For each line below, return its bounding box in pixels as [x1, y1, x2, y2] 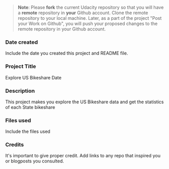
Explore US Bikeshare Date [5, 74, 62, 80]
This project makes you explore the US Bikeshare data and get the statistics [5, 99, 164, 105]
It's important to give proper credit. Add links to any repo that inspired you [5, 153, 161, 159]
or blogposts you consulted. [5, 158, 65, 164]
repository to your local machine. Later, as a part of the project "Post [17, 15, 162, 21]
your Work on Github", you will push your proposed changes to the [17, 20, 158, 26]
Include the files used [5, 128, 51, 134]
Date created [5, 38, 38, 45]
